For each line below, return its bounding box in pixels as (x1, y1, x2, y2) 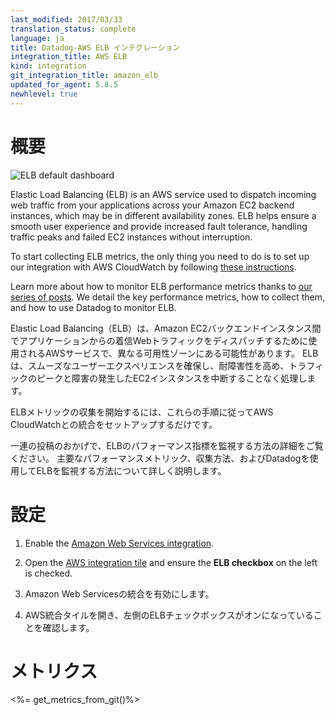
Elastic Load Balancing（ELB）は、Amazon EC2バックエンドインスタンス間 (10, 322, 322, 334)
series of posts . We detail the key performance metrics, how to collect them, (10, 291, 325, 303)
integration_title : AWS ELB (10, 52, 128, 62)
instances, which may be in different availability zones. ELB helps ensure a (10, 209, 317, 221)
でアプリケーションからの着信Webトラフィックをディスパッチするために (10, 334, 309, 346)
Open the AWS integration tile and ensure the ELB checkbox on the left (24, 556, 318, 568)
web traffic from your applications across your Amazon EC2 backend (10, 199, 295, 211)
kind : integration (10, 61, 87, 71)
